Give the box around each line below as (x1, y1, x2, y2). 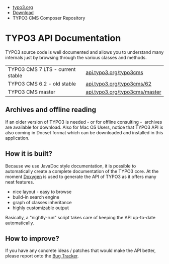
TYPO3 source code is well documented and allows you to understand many (5, 49, 164, 55)
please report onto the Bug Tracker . (5, 253, 79, 259)
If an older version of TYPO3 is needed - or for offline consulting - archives (5, 119, 162, 125)
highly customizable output (12, 205, 69, 211)
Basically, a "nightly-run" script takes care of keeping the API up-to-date (5, 214, 156, 220)
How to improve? (5, 234, 59, 243)
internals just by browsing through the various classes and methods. (5, 54, 147, 60)
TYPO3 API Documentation (5, 33, 121, 44)
